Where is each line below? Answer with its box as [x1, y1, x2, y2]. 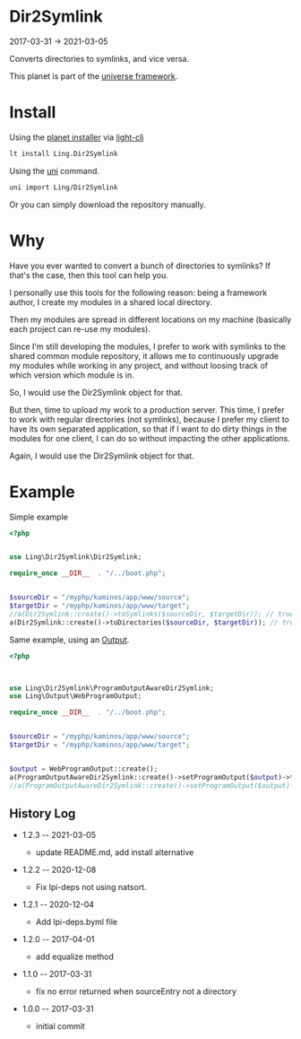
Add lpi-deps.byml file [35, 917, 118, 928]
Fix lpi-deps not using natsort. [35, 882, 147, 893]
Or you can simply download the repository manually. [9, 199, 206, 210]
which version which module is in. [9, 370, 134, 380]
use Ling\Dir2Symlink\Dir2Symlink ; [9, 553, 142, 562]
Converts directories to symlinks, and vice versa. [9, 53, 190, 64]
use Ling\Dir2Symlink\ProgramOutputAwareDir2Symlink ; [9, 684, 215, 693]
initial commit [35, 1021, 85, 1032]
